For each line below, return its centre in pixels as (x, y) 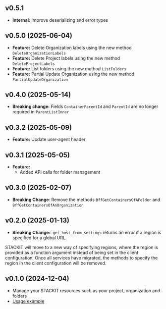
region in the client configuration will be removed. (56, 263)
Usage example (28, 301)
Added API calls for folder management (60, 172)
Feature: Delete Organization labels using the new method (72, 48)
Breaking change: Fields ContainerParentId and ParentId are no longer (85, 106)
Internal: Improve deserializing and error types (60, 20)
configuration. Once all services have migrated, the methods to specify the (82, 257)
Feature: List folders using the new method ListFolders (69, 68)
